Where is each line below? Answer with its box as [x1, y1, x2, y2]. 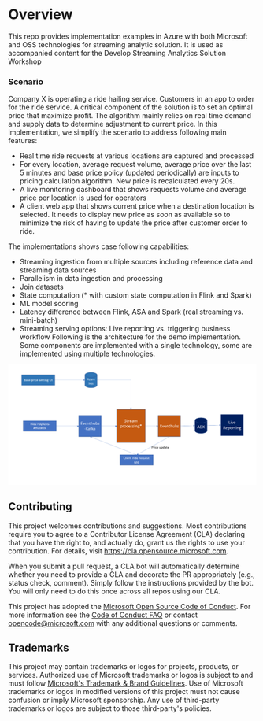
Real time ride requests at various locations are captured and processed [19, 151, 254, 161]
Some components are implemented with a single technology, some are [19, 341, 253, 350]
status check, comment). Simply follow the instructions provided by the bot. [8, 578, 254, 587]
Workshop [8, 57, 42, 66]
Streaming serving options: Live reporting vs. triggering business [19, 324, 231, 334]
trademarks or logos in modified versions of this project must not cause [8, 687, 240, 697]
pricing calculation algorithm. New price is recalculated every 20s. [19, 176, 235, 186]
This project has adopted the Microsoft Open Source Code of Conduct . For [8, 601, 251, 611]
